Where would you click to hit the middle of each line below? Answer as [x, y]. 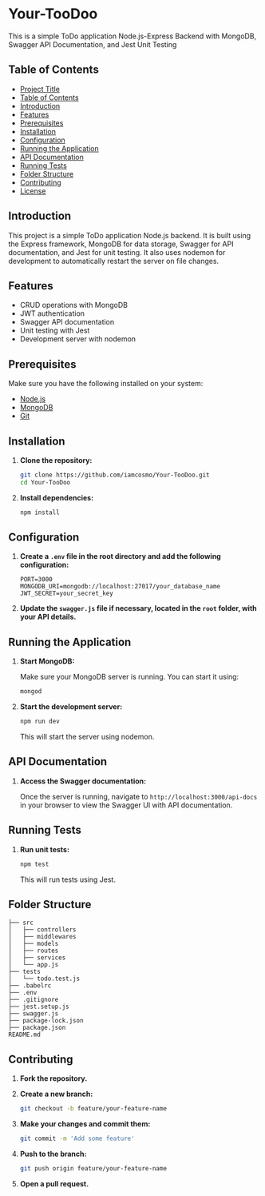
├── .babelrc [30, 986]
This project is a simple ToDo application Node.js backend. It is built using [130, 235]
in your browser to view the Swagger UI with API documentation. [126, 805]
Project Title [40, 89]
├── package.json [37, 1028]
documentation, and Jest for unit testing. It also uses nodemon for [117, 252]
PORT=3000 [36, 580]
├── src [21, 923]
